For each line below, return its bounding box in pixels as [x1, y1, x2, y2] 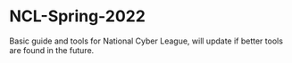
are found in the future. [9, 44, 95, 55]
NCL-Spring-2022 [9, 6, 146, 27]
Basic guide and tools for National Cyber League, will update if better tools [9, 35, 284, 46]
